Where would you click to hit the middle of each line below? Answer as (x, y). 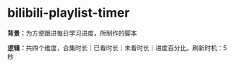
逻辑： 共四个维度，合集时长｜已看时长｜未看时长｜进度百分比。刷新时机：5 (117, 47)
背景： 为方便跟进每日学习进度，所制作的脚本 (72, 33)
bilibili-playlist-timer (69, 13)
